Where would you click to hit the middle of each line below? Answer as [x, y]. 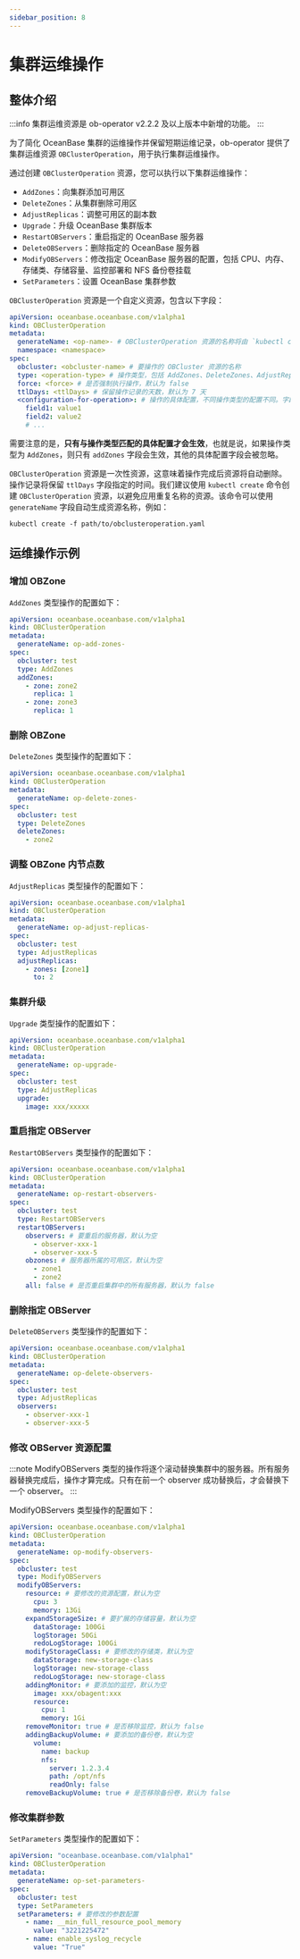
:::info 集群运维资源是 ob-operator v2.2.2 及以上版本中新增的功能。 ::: [137, 123]
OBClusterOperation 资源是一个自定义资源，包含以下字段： [117, 300]
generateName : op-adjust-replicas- [83, 928]
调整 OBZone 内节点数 [57, 865]
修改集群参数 [37, 1818]
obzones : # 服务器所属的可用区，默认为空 [94, 1261]
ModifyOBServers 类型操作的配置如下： [82, 1510]
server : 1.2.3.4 [79, 1768]
